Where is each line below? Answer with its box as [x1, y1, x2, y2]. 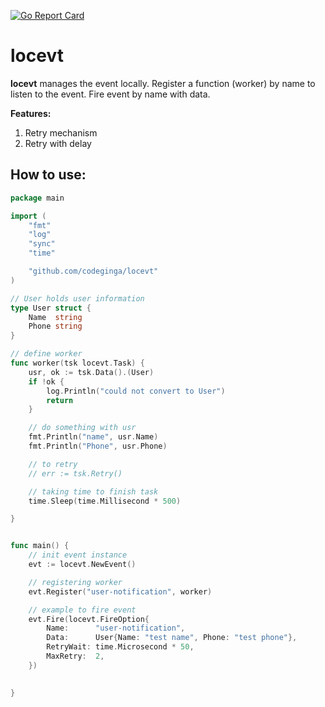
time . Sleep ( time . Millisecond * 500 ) [28, 496, 182, 506]
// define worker [10, 349, 83, 359]
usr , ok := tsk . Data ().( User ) [28, 367, 155, 377]
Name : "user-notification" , [46, 623, 186, 634]
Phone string [28, 321, 83, 332]
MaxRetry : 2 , [46, 651, 105, 661]
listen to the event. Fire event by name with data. [10, 88, 211, 100]
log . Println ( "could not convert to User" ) [46, 386, 226, 396]
